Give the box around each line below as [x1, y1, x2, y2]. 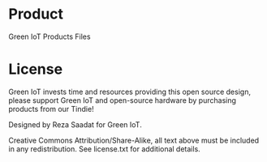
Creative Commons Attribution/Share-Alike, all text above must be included [8, 135, 260, 145]
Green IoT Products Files [8, 32, 91, 41]
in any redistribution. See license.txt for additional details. [8, 143, 200, 154]
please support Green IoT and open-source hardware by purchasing [8, 95, 237, 105]
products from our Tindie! [8, 104, 95, 113]
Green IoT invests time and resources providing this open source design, [8, 87, 252, 96]
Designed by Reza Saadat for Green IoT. [8, 119, 142, 130]
